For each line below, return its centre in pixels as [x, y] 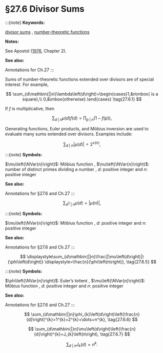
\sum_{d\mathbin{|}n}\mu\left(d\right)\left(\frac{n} [85, 329]
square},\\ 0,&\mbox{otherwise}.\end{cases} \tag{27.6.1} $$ [82, 99]
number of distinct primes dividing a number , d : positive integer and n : [76, 169]
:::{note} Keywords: [25, 22]
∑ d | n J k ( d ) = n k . [82, 344]
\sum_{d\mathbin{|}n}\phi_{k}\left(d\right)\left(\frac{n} [85, 314]
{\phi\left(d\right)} [26, 262]
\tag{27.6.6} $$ [122, 319]
